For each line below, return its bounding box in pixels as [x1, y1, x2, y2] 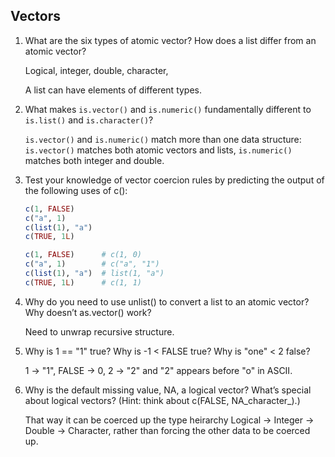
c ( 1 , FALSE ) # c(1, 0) [24, 250, 142, 260]
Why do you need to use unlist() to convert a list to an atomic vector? [24, 295, 310, 308]
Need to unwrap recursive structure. [24, 325, 175, 338]
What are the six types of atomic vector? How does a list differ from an [24, 34, 317, 46]
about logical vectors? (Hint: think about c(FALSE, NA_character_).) [24, 394, 301, 406]
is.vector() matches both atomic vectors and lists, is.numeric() [24, 144, 293, 156]
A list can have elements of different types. [24, 84, 203, 96]
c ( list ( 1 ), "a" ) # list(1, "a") [24, 269, 165, 279]
